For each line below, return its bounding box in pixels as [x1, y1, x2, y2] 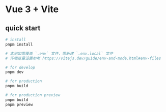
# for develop [5, 65, 36, 70]
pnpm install [5, 42, 33, 47]
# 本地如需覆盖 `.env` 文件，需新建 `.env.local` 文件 [5, 51, 114, 56]
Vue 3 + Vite [5, 4, 59, 15]
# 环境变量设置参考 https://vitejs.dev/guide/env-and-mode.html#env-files [5, 56, 161, 61]
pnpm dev [5, 69, 24, 74]
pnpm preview [5, 102, 33, 107]
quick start [5, 24, 41, 32]
